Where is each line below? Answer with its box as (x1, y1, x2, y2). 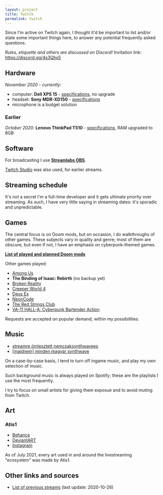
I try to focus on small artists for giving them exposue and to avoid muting (5, 387, 153, 393)
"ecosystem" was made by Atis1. (5, 457, 71, 463)
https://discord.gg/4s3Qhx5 (5, 55, 61, 61)
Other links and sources (5, 471, 79, 479)
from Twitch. (5, 392, 31, 398)
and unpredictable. (5, 204, 43, 210)
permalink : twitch (5, 16, 42, 21)
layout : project (5, 7, 38, 12)
